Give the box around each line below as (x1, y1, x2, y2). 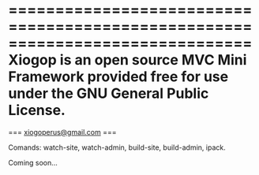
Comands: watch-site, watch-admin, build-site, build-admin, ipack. (8, 143, 227, 152)
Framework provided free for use (8, 68, 229, 86)
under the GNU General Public (8, 84, 209, 102)
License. (8, 102, 66, 119)
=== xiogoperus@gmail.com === (8, 127, 117, 136)
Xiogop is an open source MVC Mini (8, 51, 247, 69)
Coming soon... (8, 158, 58, 167)
